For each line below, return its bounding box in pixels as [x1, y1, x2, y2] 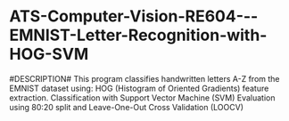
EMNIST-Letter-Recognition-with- [9, 25, 268, 45]
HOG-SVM [9, 44, 89, 64]
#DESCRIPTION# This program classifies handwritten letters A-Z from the [9, 73, 280, 84]
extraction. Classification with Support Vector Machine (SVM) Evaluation [9, 92, 276, 103]
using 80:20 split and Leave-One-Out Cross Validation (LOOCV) [9, 101, 244, 112]
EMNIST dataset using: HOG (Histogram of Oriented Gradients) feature [9, 83, 269, 93]
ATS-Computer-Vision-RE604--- [9, 6, 259, 27]
